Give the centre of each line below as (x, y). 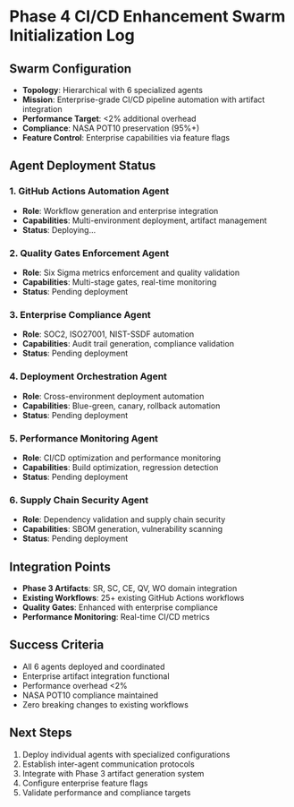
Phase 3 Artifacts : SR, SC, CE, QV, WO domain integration (130, 588)
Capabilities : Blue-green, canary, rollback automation (121, 406)
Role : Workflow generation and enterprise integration (120, 210)
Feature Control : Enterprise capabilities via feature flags (126, 137)
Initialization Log (72, 35)
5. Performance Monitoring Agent (84, 438)
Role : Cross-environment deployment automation (113, 396)
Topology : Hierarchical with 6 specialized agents (113, 90)
